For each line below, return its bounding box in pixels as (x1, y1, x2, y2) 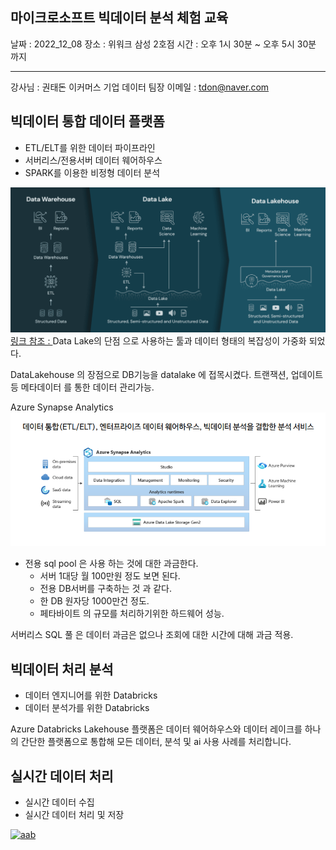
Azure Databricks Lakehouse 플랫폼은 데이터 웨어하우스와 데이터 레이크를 (10, 723, 303, 735)
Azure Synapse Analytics (10, 401, 114, 413)
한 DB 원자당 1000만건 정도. (39, 595, 150, 607)
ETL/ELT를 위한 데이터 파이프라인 (24, 141, 156, 153)
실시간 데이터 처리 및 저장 (24, 808, 125, 820)
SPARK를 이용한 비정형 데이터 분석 (24, 166, 161, 178)
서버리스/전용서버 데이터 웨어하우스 (24, 154, 163, 166)
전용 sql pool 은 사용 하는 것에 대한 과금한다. (24, 558, 199, 570)
